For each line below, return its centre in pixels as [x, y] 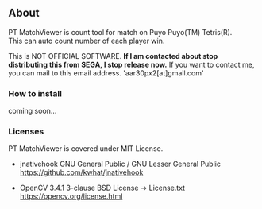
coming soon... [33, 111]
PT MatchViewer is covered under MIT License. [86, 149]
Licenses [26, 132]
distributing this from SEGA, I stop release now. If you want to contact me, [131, 64]
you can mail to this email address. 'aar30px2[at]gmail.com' [106, 73]
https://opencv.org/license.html [71, 196]
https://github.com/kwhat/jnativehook [81, 172]
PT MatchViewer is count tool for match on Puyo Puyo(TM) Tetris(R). [120, 32]
